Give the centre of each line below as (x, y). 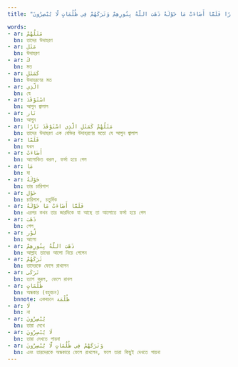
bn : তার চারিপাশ (31, 186)
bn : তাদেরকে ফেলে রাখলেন (41, 266)
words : (17, 27)
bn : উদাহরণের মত (33, 80)
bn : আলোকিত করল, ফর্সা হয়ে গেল (50, 160)
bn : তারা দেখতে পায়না (37, 339)
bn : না (22, 312)
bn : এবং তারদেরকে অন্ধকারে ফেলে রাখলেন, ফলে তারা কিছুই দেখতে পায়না (87, 352)
